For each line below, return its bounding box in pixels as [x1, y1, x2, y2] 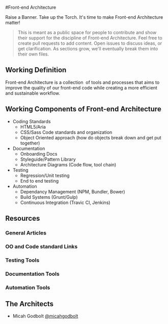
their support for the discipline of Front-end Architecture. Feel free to [17, 35, 162, 41]
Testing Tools [5, 256, 40, 263]
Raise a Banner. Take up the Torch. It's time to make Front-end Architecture [5, 14, 163, 20]
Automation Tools [5, 284, 50, 291]
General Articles [5, 229, 47, 236]
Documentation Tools [5, 270, 60, 277]
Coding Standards [12, 118, 51, 124]
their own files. [17, 51, 49, 57]
